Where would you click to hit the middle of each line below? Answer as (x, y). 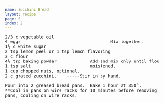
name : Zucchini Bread (27, 10)
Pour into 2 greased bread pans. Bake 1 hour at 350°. (73, 86)
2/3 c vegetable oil (30, 37)
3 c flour (17, 56)
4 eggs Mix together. (75, 42)
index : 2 (14, 23)
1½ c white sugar (26, 47)
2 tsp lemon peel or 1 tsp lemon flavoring (58, 51)
